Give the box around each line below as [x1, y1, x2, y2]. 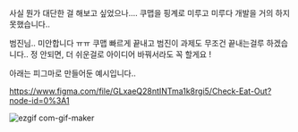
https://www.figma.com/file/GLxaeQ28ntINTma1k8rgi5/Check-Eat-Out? [9, 86, 272, 96]
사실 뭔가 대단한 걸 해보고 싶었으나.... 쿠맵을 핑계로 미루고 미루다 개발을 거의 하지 [9, 8, 291, 18]
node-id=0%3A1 [9, 95, 70, 105]
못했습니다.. [9, 19, 51, 29]
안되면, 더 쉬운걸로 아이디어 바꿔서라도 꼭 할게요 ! [39, 49, 212, 60]
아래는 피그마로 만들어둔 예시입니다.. [9, 68, 136, 78]
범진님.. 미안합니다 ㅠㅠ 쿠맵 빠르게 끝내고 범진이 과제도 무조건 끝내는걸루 [9, 38, 265, 48]
